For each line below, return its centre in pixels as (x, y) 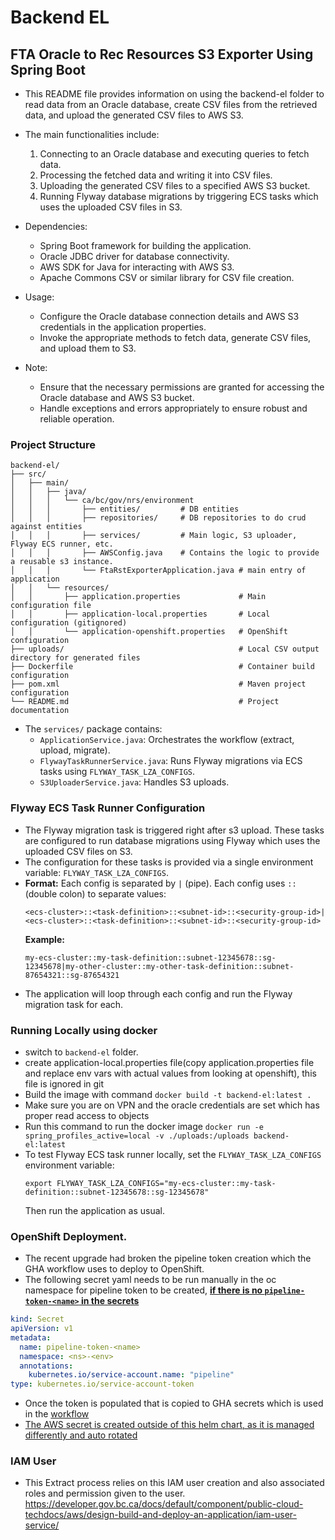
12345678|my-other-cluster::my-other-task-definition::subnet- (159, 966)
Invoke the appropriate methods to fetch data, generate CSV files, (175, 337)
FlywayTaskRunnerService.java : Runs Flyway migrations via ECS (171, 761)
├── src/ (28, 474)
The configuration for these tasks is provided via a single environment (169, 862)
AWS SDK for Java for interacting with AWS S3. (137, 267)
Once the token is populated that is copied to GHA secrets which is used (174, 1403)
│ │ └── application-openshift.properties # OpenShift (149, 632)
